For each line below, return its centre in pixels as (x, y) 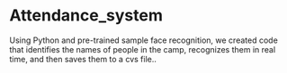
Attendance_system (86, 16)
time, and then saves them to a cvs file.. (83, 59)
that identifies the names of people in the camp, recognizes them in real (143, 49)
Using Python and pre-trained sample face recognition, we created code (144, 40)
